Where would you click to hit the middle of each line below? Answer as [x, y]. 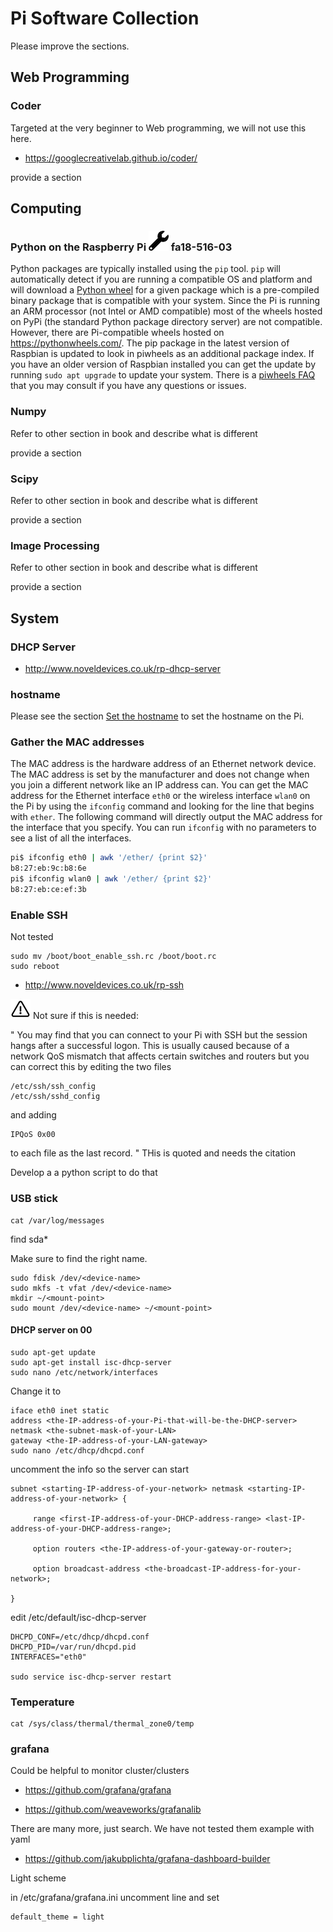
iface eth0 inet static [60, 1410]
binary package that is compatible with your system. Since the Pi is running [165, 301]
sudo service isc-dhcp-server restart [91, 1677]
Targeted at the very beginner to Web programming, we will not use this [158, 128]
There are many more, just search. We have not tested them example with [162, 1829]
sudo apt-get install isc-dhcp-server [91, 1362]
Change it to [36, 1391]
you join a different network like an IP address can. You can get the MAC [159, 785]
